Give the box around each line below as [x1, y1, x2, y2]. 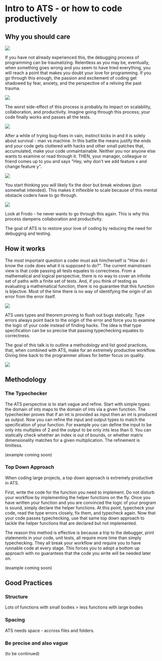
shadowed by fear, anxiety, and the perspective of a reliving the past [5, 81, 142, 86]
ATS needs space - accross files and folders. [5, 628, 95, 633]
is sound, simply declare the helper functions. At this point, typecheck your [5, 505, 155, 511]
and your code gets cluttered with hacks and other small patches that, [5, 143, 145, 148]
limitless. [5, 442, 23, 448]
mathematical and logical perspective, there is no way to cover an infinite [5, 273, 151, 279]
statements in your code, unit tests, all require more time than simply [5, 534, 142, 541]
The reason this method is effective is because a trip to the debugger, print [5, 530, 154, 535]
